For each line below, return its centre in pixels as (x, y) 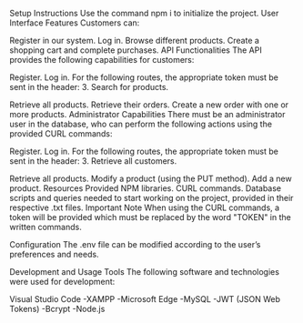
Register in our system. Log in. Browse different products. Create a (134, 40)
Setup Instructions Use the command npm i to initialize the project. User (144, 13)
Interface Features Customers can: (75, 23)
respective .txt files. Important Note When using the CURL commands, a (145, 207)
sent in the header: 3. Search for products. (89, 87)
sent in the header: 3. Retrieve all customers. (93, 161)
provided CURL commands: (61, 134)
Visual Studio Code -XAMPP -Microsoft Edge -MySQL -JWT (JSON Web (145, 299)
